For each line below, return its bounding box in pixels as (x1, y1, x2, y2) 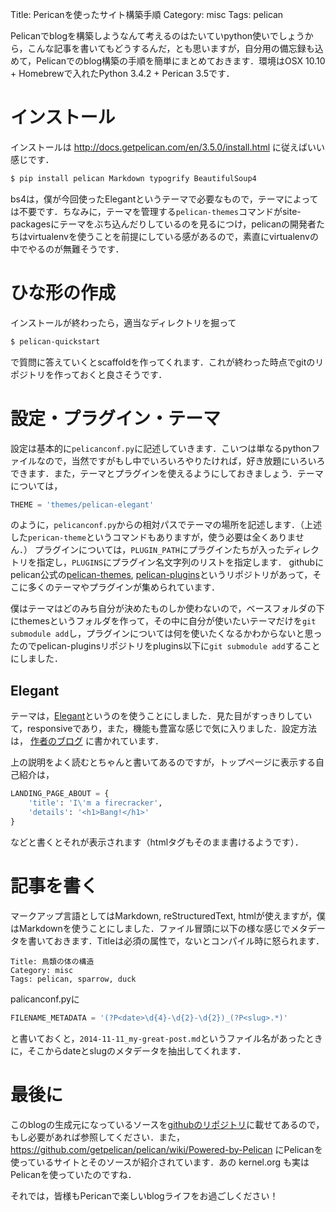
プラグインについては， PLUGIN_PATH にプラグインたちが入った (34, 544, 285, 556)
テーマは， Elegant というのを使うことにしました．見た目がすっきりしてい (10, 710, 313, 722)
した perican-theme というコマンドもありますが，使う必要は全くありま (10, 531, 296, 543)
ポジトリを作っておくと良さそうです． (10, 368, 168, 380)
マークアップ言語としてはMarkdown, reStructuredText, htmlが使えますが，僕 (10, 909, 326, 922)
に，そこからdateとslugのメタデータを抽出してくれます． (10, 1044, 247, 1057)
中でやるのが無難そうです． (10, 243, 125, 255)
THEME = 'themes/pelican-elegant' (10, 499, 155, 510)
